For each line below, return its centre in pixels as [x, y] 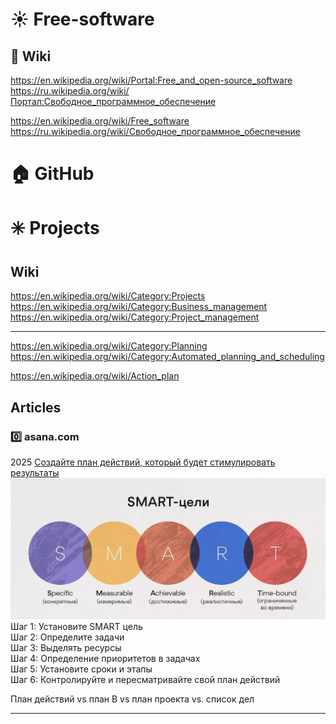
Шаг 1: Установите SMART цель [76, 626]
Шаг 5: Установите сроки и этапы [81, 669]
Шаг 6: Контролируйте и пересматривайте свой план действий [145, 679]
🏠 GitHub [52, 174]
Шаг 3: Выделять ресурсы [66, 647]
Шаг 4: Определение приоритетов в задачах [105, 658]
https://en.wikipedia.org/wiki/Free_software [100, 121]
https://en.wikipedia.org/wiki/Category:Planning [109, 346]
